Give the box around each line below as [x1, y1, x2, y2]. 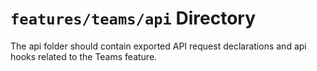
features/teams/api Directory [10, 7, 257, 30]
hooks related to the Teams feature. [10, 50, 158, 62]
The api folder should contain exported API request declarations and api [10, 40, 307, 52]
